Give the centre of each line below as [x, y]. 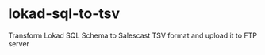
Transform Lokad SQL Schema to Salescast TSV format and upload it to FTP [133, 35]
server [19, 43]
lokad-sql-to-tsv [64, 14]
